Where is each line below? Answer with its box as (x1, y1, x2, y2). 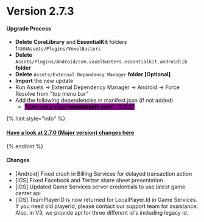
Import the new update (15, 77, 74, 85)
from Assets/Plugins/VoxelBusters (15, 45, 101, 52)
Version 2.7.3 (6, 4, 74, 18)
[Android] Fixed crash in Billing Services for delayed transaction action (15, 170, 192, 177)
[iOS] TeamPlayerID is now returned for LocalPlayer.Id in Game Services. (15, 196, 198, 203)
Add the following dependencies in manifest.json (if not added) (15, 96, 174, 104)
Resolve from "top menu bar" (15, 90, 89, 98)
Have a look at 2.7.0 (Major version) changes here (6, 129, 135, 136)
